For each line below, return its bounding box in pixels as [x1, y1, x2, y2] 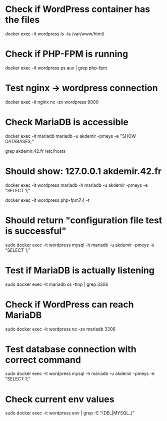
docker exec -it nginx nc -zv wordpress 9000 [5, 99, 99, 105]
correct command [5, 354, 81, 365]
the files [5, 14, 40, 26]
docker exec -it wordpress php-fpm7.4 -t [5, 197, 90, 203]
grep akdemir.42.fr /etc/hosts [5, 148, 66, 154]
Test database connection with [5, 343, 136, 355]
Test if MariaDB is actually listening [5, 264, 155, 276]
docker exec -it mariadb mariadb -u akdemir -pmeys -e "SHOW [5, 133, 136, 139]
